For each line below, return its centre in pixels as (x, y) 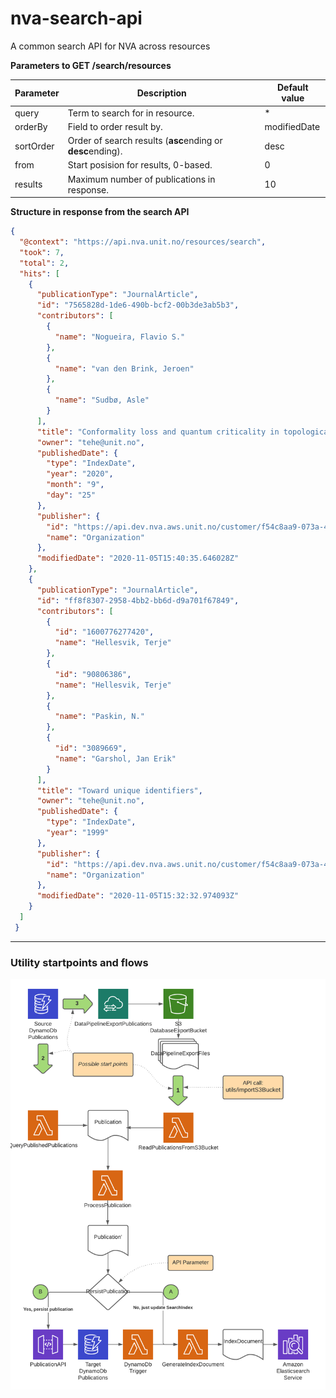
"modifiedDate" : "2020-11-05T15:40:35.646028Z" (138, 558)
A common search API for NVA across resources (110, 46)
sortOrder (34, 146)
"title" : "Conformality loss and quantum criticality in (158, 432)
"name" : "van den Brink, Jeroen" (124, 368)
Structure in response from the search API (100, 212)
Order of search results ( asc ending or (145, 141)
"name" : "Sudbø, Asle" (102, 400)
